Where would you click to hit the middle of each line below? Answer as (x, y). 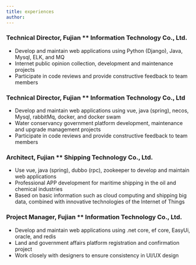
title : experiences (30, 12)
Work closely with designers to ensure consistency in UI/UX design (97, 255)
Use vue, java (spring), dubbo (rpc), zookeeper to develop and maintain (102, 170)
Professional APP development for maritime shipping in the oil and (95, 183)
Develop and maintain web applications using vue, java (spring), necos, (102, 111)
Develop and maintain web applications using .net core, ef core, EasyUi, (102, 230)
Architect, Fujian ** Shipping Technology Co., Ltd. (80, 158)
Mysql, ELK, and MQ (40, 57)
